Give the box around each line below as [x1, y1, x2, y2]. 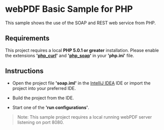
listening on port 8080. [17, 119, 64, 125]
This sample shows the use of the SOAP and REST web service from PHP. [5, 20, 156, 26]
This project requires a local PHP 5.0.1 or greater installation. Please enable [5, 47, 159, 53]
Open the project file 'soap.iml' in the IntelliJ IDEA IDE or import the [12, 80, 151, 86]
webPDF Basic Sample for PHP [5, 3, 133, 15]
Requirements [5, 34, 50, 43]
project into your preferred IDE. [12, 85, 76, 91]
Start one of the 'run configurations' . [12, 104, 89, 110]
